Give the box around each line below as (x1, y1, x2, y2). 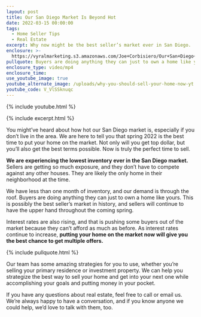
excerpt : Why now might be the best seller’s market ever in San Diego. (6, 42, 191, 48)
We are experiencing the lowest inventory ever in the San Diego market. (6, 157, 188, 164)
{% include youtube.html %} (6, 103, 76, 110)
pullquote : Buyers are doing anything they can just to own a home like (6, 59, 191, 65)
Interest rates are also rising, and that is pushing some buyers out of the (6, 218, 184, 225)
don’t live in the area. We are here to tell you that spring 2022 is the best (6, 132, 184, 139)
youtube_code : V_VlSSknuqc (6, 87, 74, 93)
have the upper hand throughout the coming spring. (6, 206, 134, 214)
